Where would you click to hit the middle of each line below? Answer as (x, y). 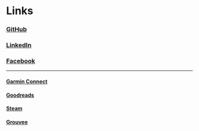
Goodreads (20, 95)
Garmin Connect (27, 81)
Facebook (21, 61)
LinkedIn (19, 45)
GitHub (17, 30)
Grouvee (17, 122)
